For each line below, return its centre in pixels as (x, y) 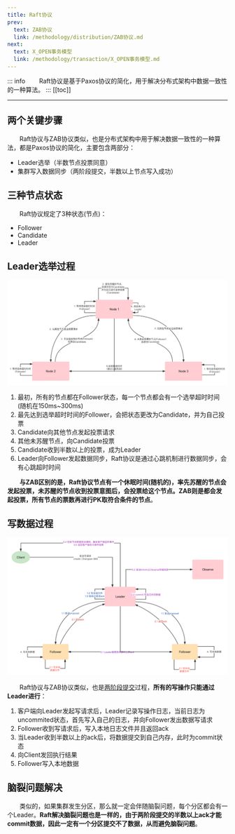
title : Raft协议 (30, 15)
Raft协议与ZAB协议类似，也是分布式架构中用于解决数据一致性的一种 (117, 139)
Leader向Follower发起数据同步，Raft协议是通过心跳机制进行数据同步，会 (122, 458)
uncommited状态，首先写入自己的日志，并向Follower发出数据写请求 (115, 720)
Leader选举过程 (41, 266)
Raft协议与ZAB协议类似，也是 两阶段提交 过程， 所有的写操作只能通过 (117, 687)
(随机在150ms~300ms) (50, 406)
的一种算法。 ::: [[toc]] (39, 89)
